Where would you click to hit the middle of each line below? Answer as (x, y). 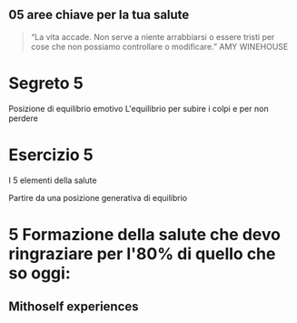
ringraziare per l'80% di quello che (142, 253)
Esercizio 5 (51, 155)
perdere (23, 118)
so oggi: (40, 273)
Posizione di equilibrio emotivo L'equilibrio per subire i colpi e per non (139, 108)
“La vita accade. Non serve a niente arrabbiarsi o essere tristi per (153, 36)
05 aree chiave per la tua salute (99, 15)
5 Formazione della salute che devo (144, 234)
